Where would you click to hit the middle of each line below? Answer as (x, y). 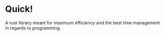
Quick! (19, 9)
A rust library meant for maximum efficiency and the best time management (82, 23)
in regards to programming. (33, 28)
